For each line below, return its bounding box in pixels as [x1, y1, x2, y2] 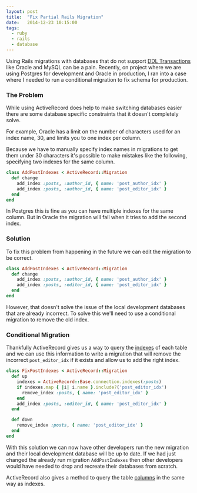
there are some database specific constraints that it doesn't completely [6, 110, 179, 118]
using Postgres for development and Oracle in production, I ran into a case [6, 70, 187, 77]
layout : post [6, 8, 38, 15]
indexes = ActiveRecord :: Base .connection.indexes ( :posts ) [16, 379, 162, 385]
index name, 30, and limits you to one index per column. [6, 135, 142, 142]
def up [11, 374, 28, 380]
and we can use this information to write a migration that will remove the [6, 350, 181, 357]
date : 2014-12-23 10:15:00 [6, 19, 78, 25]
